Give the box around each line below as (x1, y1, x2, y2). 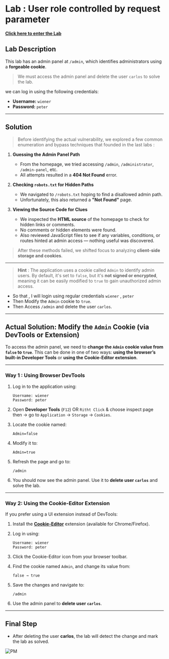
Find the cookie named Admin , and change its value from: (12, 563, 131, 569)
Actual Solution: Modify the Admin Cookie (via (5, 322, 149, 331)
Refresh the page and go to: (12, 458, 71, 464)
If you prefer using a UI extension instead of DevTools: (5, 511, 118, 517)
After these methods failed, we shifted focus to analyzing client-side (17, 247, 160, 253)
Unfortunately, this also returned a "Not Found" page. (20, 197, 132, 203)
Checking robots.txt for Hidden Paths (12, 182, 94, 188)
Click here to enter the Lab (5, 30, 62, 36)
